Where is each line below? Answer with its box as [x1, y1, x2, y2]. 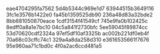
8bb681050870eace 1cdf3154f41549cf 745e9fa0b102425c [6, 18, 148, 24]
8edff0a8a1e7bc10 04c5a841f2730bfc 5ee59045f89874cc [6, 23, 148, 31]
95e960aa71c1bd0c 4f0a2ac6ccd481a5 [6, 42, 102, 49]
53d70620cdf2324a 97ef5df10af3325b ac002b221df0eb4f [6, 30, 149, 37]
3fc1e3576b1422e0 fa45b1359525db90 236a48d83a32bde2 [6, 11, 153, 18]
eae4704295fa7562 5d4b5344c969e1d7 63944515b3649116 [6, 5, 155, 12]
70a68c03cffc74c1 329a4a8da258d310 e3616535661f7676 [6, 36, 149, 43]
